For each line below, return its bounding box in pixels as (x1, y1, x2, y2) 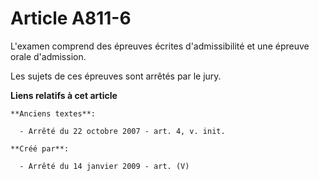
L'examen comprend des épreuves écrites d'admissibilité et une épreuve (10, 40, 310, 52)
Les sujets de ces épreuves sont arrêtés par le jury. (10, 70, 222, 82)
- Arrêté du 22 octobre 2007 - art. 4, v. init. (19, 126, 226, 136)
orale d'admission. (10, 50, 87, 62)
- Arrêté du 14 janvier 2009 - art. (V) (19, 161, 190, 171)
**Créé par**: (10, 143, 70, 154)
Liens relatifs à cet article (10, 89, 118, 101)
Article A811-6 (10, 7, 132, 30)
